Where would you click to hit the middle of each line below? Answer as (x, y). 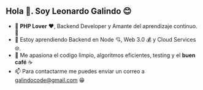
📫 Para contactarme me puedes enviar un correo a (79, 71)
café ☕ (24, 62)
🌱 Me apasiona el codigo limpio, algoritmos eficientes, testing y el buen (105, 55)
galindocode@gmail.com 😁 (50, 80)
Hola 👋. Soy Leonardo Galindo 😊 (69, 11)
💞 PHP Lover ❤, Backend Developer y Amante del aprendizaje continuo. (106, 26)
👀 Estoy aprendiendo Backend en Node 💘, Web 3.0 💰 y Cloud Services (105, 39)
